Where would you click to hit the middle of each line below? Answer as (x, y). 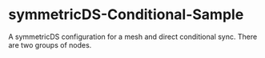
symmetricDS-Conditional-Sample (126, 15)
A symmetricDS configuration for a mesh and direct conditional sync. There (133, 37)
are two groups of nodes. (50, 44)
